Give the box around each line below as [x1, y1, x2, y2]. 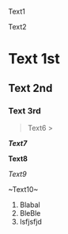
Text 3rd [8, 105, 41, 116]
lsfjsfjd [19, 217, 42, 226]
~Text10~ [8, 184, 39, 194]
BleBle [19, 208, 41, 217]
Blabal [19, 200, 41, 209]
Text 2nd [8, 81, 53, 94]
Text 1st [8, 50, 61, 68]
